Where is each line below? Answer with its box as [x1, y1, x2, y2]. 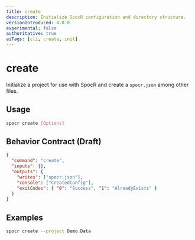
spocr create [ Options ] [6, 120, 65, 126]
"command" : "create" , [11, 158, 65, 164]
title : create [6, 8, 41, 15]
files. [6, 87, 18, 95]
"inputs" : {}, [11, 163, 46, 169]
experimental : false [6, 25, 57, 31]
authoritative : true [6, 31, 57, 37]
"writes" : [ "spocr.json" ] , [17, 174, 83, 180]
